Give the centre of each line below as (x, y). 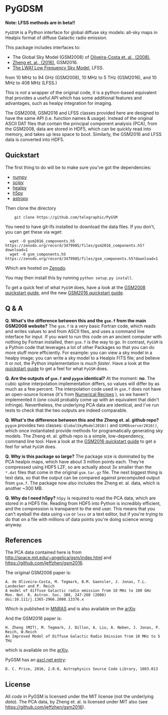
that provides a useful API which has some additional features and (73, 98)
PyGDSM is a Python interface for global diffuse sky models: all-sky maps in (81, 32)
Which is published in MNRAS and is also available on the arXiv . (71, 609)
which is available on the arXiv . (37, 650)
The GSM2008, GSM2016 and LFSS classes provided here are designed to (82, 113)
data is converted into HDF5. (35, 139)
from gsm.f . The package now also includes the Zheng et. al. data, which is (82, 483)
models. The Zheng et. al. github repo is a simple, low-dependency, (75, 436)
